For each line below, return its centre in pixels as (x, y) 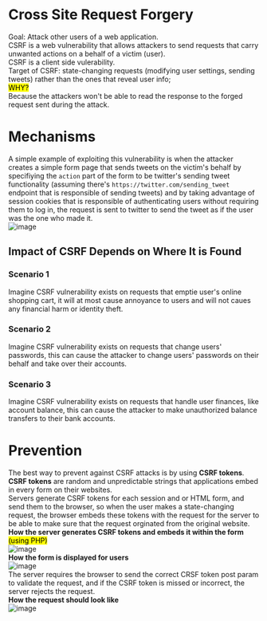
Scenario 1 (29, 274)
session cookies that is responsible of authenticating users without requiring (133, 201)
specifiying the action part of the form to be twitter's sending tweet (119, 175)
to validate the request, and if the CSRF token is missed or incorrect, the (127, 583)
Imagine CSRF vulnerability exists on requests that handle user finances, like (133, 402)
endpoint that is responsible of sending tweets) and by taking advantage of (132, 192)
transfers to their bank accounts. (62, 419)
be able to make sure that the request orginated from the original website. (129, 524)
